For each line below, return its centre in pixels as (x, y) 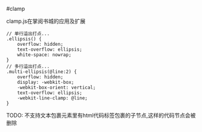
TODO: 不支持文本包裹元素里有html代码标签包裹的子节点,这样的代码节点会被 (101, 115)
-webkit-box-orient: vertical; (57, 87)
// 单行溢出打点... (28, 34)
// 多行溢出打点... (28, 66)
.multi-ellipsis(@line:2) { (42, 72)
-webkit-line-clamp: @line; (52, 98)
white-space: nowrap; (44, 55)
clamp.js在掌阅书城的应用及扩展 (46, 21)
